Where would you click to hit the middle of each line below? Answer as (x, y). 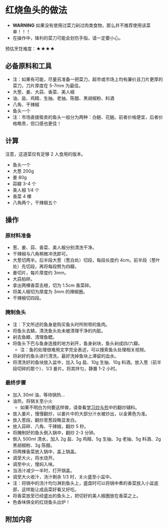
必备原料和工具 (29, 66)
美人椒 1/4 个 (26, 190)
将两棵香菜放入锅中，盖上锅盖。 (46, 451)
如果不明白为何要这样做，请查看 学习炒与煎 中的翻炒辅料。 (80, 407)
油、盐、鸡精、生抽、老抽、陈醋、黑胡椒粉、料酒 (63, 98)
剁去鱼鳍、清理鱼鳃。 (35, 337)
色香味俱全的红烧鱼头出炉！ (41, 502)
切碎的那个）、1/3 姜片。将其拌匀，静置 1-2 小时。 (68, 368)
